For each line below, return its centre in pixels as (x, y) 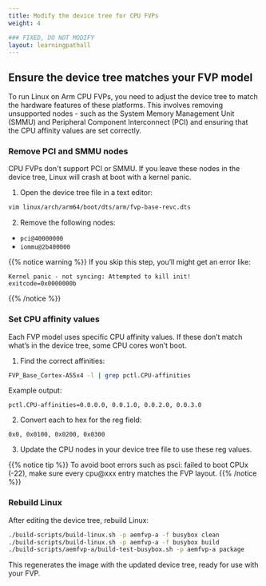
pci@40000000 (42, 239)
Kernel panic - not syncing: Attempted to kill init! (100, 277)
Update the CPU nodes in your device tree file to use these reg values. (136, 449)
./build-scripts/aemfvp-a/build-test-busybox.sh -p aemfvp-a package (127, 550)
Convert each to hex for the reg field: (81, 420)
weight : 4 (25, 23)
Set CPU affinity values (54, 319)
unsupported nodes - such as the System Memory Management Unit (121, 114)
